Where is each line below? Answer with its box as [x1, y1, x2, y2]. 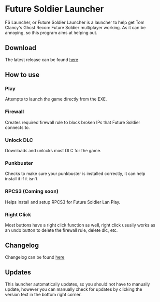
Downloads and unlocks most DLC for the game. [5, 148, 102, 154]
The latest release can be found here [5, 57, 79, 63]
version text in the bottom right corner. [5, 291, 82, 297]
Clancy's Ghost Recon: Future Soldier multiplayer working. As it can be [5, 24, 146, 30]
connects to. [5, 125, 30, 130]
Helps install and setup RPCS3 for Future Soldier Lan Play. [5, 199, 121, 205]
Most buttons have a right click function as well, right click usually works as [5, 222, 156, 228]
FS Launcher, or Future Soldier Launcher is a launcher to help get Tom [5, 19, 145, 25]
